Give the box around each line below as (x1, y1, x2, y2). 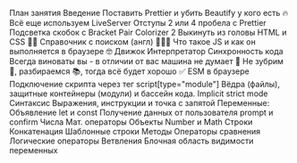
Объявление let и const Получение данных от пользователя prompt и (9, 107, 274, 118)
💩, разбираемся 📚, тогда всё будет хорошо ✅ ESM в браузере (9, 66, 250, 77)
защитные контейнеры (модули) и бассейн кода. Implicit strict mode (9, 88, 268, 99)
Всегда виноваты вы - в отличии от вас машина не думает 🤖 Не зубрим (9, 56, 284, 66)
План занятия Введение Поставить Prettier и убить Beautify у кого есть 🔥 (9, 8, 289, 18)
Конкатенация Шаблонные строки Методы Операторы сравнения (9, 126, 261, 136)
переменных (9, 145, 58, 155)
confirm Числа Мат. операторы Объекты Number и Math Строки (9, 117, 253, 127)
